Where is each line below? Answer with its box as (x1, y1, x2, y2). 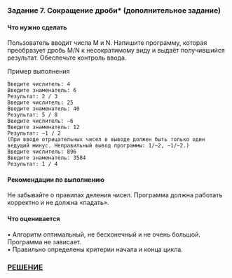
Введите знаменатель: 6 (7, 87, 77, 94)
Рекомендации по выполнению (7, 175, 105, 184)
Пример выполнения (7, 67, 70, 76)
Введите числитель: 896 (7, 148, 77, 156)
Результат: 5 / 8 (7, 112, 58, 119)
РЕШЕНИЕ (7, 263, 43, 272)
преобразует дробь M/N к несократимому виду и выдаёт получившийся (7, 46, 226, 55)
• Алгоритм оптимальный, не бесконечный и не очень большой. (7, 230, 201, 239)
